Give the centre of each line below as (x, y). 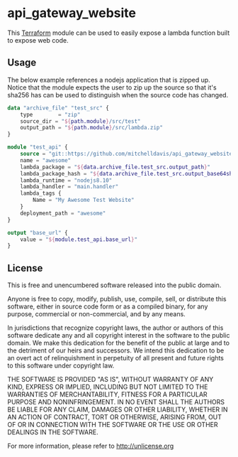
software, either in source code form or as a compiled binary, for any (108, 306)
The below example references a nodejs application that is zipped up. (109, 80)
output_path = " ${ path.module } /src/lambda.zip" (91, 128)
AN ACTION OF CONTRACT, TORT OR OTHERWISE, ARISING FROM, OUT (114, 417)
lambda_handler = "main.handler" (69, 187)
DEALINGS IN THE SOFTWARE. (53, 432)
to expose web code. (38, 40)
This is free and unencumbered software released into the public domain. (114, 285)
